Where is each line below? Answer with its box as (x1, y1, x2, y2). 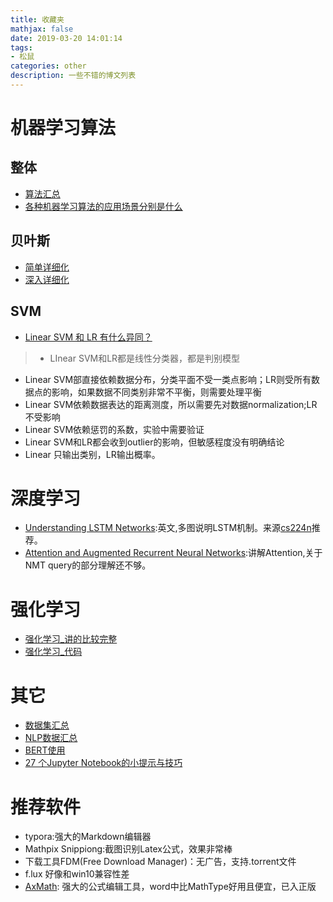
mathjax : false (10, 24, 74, 34)
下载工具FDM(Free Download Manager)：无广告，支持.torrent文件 (24, 856, 297, 868)
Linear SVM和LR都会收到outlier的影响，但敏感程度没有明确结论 (24, 436, 285, 448)
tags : (10, 42, 33, 53)
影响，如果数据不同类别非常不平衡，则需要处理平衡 (51, 386, 262, 398)
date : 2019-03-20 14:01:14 (10, 33, 123, 43)
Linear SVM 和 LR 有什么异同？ (24, 331, 153, 343)
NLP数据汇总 (24, 732, 78, 744)
